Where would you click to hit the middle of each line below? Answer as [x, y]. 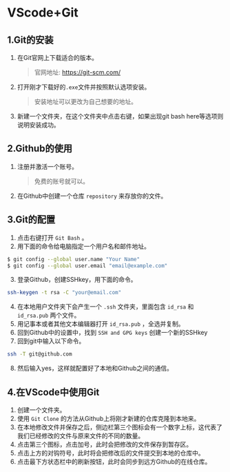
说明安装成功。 [38, 125]
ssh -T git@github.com [40, 354]
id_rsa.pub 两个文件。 [49, 316]
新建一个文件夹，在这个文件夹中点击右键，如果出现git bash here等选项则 [120, 116]
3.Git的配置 [31, 219]
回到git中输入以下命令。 [51, 341]
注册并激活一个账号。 [47, 166]
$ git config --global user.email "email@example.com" [87, 266]
